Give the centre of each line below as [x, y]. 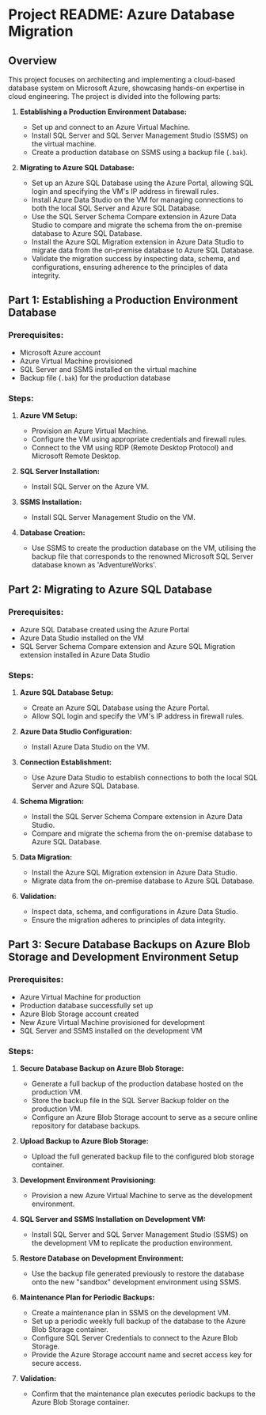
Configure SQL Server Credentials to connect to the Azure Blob [135, 1337]
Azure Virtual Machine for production [80, 997]
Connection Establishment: [66, 762]
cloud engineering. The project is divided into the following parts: [114, 96]
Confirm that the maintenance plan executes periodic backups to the [143, 1394]
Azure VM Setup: [48, 415]
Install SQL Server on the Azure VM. [90, 486]
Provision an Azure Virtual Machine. [90, 431]
